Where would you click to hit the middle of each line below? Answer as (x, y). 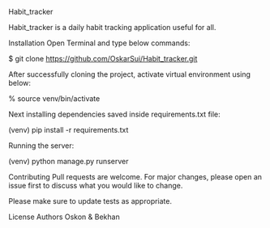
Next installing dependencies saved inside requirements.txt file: (114, 114)
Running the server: (41, 146)
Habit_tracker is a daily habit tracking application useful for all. (112, 27)
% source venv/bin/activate (54, 99)
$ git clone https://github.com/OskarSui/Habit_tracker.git (103, 59)
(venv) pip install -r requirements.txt (69, 130)
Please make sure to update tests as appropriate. (90, 201)
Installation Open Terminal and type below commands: (99, 43)
